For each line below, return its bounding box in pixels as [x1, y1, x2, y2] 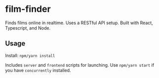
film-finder [5, 3, 51, 15]
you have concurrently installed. [5, 67, 71, 73]
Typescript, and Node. [5, 25, 51, 31]
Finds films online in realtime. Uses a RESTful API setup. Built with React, [5, 20, 153, 26]
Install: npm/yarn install [5, 52, 55, 58]
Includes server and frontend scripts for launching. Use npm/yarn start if [5, 62, 155, 68]
